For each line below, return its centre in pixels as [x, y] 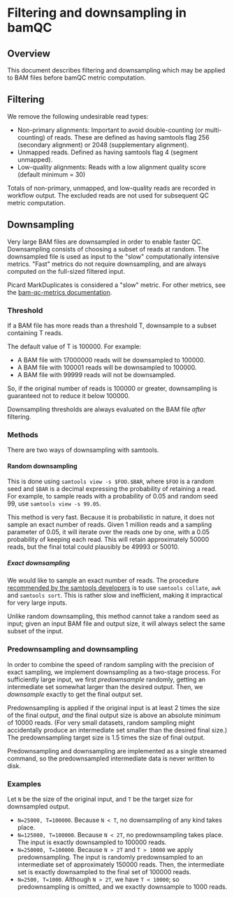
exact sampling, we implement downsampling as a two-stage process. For [114, 672]
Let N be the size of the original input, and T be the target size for [100, 799]
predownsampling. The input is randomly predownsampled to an [110, 857]
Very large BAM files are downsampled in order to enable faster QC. [105, 242]
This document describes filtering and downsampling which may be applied [116, 70]
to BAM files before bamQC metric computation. [76, 78]
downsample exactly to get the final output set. [75, 694]
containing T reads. [35, 332]
